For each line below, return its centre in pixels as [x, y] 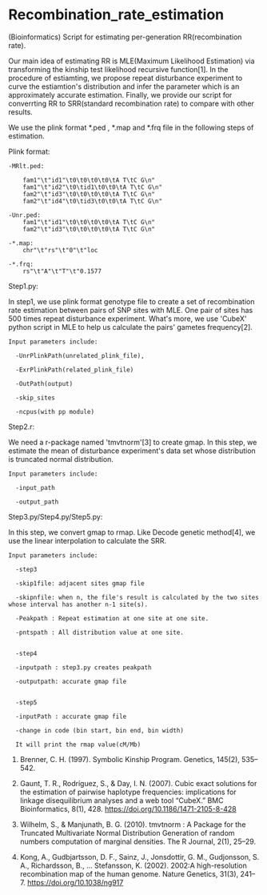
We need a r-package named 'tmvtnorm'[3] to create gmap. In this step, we [133, 442]
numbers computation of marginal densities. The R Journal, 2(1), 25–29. [138, 841]
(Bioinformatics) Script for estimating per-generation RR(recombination [125, 37]
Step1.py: [23, 286]
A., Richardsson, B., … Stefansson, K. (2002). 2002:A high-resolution [133, 865]
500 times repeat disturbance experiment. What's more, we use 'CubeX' [128, 319]
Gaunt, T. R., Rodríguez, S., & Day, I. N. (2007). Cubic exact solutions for [138, 783]
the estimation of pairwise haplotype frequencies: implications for [128, 792]
